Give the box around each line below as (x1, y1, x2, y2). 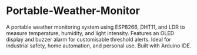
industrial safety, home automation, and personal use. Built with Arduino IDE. (6, 42, 192, 49)
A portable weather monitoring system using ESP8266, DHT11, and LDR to (6, 23, 185, 30)
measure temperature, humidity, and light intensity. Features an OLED (6, 29, 175, 36)
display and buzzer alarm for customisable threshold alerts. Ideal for (6, 36, 172, 43)
